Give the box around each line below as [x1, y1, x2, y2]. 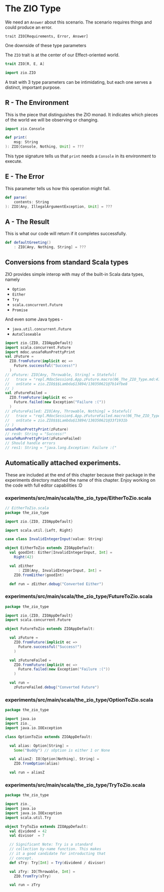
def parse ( [5, 195, 27, 200]
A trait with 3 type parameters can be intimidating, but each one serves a [5, 79, 152, 85]
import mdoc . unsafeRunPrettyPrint [5, 349, 76, 354]
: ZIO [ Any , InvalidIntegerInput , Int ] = [18, 568, 102, 573]
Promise [12, 307, 28, 313]
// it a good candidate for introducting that [9, 851, 106, 856]
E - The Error [5, 173, 45, 181]
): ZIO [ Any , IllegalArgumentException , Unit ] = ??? [5, 204, 112, 209]
